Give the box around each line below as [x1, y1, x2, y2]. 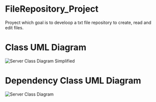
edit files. [5, 24, 24, 30]
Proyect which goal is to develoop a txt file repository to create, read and [5, 20, 152, 25]
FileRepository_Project [5, 3, 99, 15]
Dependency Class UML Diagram [5, 75, 141, 86]
